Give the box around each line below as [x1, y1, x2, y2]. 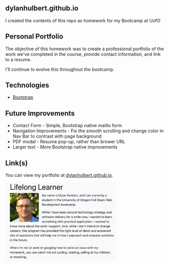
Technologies [5, 81, 50, 90]
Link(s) [5, 159, 28, 167]
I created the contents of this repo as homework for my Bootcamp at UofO [5, 17, 161, 23]
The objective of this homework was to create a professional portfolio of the [5, 46, 164, 52]
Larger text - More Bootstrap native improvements [12, 144, 118, 150]
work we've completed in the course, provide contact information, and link [5, 51, 161, 57]
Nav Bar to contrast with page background [12, 133, 102, 139]
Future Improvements [5, 109, 75, 118]
